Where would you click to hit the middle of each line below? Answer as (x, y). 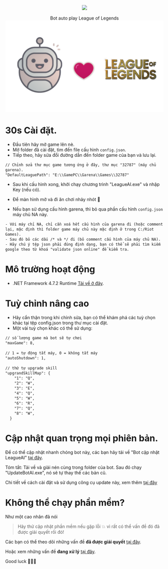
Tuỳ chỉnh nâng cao (47, 304)
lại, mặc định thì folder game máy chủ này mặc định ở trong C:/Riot (80, 229)
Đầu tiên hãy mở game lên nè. (43, 145)
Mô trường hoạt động (50, 269)
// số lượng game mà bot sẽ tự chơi (44, 338)
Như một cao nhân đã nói (31, 516)
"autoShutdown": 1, (26, 358)
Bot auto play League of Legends (85, 18)
